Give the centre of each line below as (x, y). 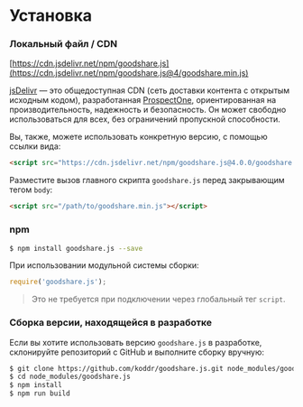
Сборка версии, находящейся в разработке (110, 323)
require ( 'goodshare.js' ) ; (58, 282)
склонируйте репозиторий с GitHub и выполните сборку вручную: (137, 352)
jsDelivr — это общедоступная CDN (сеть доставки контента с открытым (150, 90)
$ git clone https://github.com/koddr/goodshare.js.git (116, 368)
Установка (51, 16)
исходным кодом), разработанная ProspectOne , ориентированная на (143, 100)
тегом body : (31, 190)
